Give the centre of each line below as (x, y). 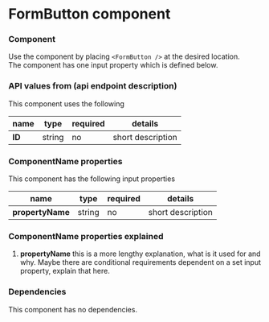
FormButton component (90, 14)
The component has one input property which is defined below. (113, 65)
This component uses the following (66, 103)
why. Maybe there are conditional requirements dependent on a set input (141, 262)
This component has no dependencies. (73, 309)
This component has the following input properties (92, 179)
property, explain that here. (65, 271)
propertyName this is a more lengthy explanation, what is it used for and (140, 254)
